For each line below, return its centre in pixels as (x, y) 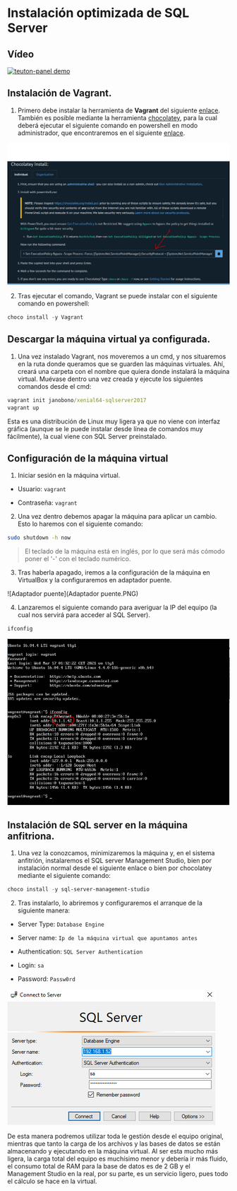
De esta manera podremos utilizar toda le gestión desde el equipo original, (116, 1137)
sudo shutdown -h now (39, 538)
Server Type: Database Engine (61, 925)
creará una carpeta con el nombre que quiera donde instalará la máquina (123, 371)
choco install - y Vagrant (45, 317)
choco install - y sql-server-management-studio (79, 890)
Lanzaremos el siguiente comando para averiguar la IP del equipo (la (117, 608)
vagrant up (23, 408)
